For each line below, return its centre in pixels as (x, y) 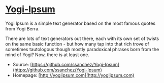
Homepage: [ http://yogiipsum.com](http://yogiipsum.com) (73, 75)
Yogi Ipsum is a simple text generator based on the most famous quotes (80, 23)
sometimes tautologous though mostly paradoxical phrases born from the (82, 49)
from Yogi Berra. (22, 28)
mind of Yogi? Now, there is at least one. (47, 55)
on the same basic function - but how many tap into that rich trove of (77, 44)
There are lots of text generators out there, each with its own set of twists (82, 38)
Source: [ (22, 64)
